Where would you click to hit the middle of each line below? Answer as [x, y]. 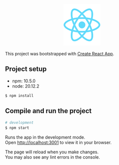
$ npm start [17, 128]
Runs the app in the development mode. [45, 137]
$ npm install [20, 95]
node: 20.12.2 [26, 86]
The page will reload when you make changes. [52, 152]
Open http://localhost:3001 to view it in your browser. [59, 142]
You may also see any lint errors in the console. [52, 157]
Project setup [26, 69]
